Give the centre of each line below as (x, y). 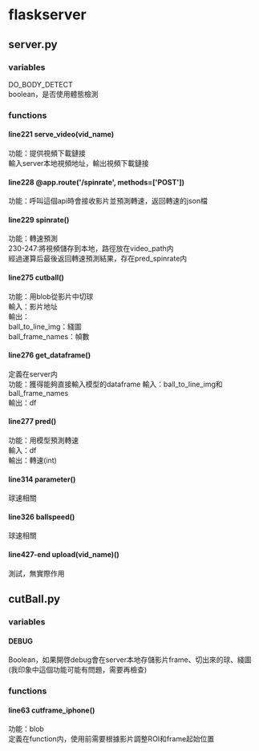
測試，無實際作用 (36, 573)
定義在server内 (33, 373)
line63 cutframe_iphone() (52, 710)
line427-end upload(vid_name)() (64, 555)
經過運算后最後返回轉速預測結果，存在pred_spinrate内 (98, 259)
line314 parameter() (42, 479)
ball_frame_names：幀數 (49, 336)
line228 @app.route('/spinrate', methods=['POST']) (97, 182)
